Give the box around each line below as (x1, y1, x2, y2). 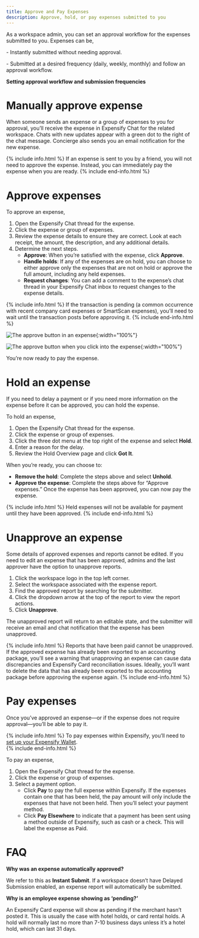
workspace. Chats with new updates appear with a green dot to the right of (6, 131, 190, 138)
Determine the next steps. (14, 245, 78, 253)
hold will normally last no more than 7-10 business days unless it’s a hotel (6, 919, 185, 926)
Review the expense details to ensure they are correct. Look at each (14, 233, 182, 240)
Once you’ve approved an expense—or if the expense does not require (6, 714, 180, 721)
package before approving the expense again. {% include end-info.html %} (6, 674, 191, 681)
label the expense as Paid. (23, 825, 88, 832)
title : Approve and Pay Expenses (6, 8, 89, 15)
